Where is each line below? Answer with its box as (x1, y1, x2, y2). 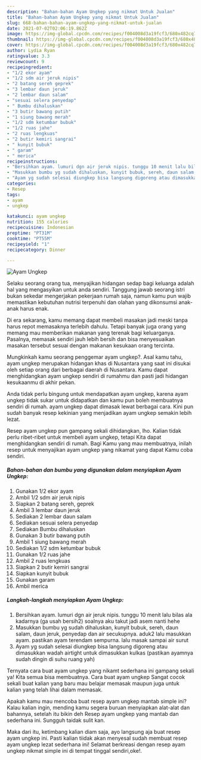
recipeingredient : (7, 64, 52, 70)
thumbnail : (7, 36, 34, 42)
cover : (7, 42, 23, 48)
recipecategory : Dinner (7, 247, 66, 253)
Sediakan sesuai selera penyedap (15, 519, 98, 526)
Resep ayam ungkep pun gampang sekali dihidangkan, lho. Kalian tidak (7, 427, 181, 435)
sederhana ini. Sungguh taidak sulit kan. (7, 716, 105, 724)
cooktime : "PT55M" (7, 235, 52, 241)
